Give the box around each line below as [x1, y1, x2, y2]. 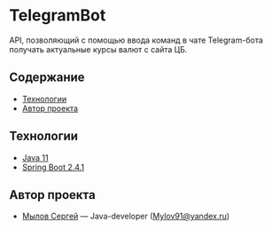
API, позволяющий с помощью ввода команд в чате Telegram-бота [9, 35, 264, 45]
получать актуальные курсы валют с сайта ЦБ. [9, 44, 188, 54]
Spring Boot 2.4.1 [21, 162, 85, 172]
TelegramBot [9, 5, 106, 26]
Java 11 [21, 152, 49, 163]
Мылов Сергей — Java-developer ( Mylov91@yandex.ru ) [21, 210, 230, 222]
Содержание [9, 70, 86, 85]
